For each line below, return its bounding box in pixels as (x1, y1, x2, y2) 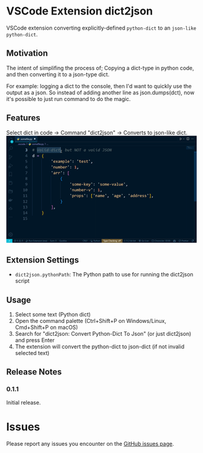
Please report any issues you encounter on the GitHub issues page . (6, 440, 174, 447)
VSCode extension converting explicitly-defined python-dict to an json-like (6, 24, 196, 31)
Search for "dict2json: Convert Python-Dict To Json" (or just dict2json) (14, 330, 192, 337)
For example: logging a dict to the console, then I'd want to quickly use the (6, 82, 192, 90)
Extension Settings (6, 255, 79, 265)
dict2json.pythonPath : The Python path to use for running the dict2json (14, 271, 193, 278)
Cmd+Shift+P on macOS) (14, 324, 79, 331)
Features (6, 113, 40, 123)
